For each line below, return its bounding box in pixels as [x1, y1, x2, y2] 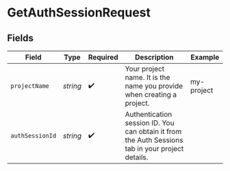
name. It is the [125, 73, 170, 82]
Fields [7, 32, 34, 44]
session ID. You [125, 118, 175, 128]
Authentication [125, 110, 172, 119]
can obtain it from [125, 127, 182, 136]
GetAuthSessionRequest [7, 5, 151, 21]
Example [190, 53, 220, 62]
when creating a [125, 90, 177, 99]
